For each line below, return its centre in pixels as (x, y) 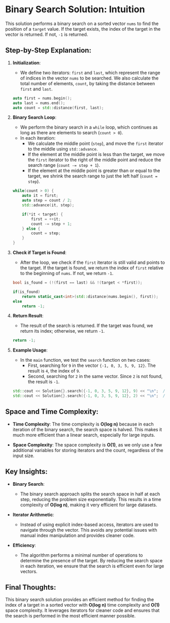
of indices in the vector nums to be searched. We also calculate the (89, 78)
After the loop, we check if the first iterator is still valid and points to (92, 262)
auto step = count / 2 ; (47, 201)
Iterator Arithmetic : (33, 514)
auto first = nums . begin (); (42, 98)
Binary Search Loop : (35, 117)
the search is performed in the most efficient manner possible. (71, 616)
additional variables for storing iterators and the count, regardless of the (88, 450)
